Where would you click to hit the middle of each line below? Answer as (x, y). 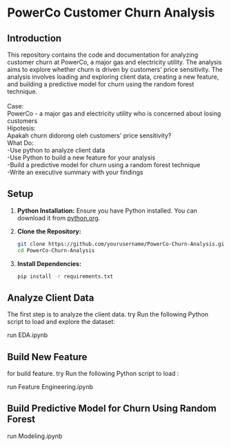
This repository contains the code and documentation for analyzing (103, 55)
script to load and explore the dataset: (61, 322)
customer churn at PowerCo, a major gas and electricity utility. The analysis (114, 62)
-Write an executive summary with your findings (75, 172)
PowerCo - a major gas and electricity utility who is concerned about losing (114, 113)
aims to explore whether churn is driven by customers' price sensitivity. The (115, 69)
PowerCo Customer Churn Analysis (111, 13)
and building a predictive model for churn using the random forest (101, 84)
